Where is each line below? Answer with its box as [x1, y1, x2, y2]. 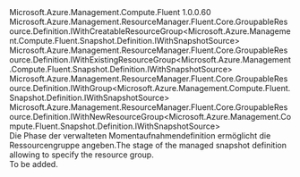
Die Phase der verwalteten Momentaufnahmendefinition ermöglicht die [9, 131, 271, 140]
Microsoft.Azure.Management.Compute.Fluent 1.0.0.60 [9, 7, 212, 17]
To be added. [9, 159, 58, 169]
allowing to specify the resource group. [9, 149, 154, 160]
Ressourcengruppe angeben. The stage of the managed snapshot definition [9, 140, 287, 150]
